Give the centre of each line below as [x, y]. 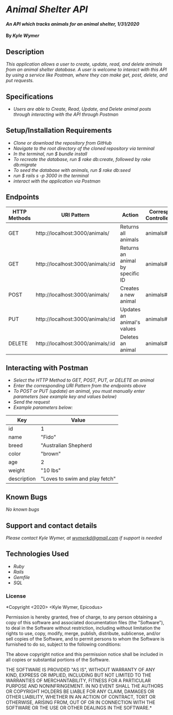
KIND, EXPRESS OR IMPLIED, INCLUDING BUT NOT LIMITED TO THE [79, 675]
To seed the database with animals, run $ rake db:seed [72, 170]
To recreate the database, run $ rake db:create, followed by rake [82, 159]
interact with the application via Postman [57, 181]
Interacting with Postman [47, 368]
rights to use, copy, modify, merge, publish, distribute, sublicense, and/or [83, 633]
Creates [130, 288]
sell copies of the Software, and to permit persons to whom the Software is [85, 639]
